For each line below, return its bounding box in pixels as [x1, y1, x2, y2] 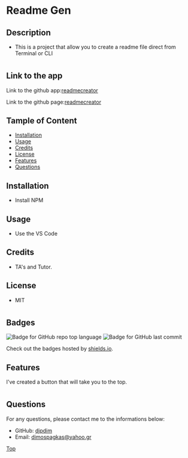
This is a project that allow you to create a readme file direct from [14, 43, 177, 50]
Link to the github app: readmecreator [6, 86, 99, 94]
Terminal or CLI [14, 50, 53, 57]
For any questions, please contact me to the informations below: [6, 415, 165, 423]
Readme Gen [6, 4, 71, 17]
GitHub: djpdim [14, 427, 53, 434]
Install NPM [14, 197, 44, 204]
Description [6, 28, 51, 38]
